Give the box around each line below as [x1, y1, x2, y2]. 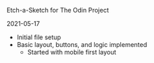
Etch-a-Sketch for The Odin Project [6, 6, 110, 14]
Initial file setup [16, 33, 61, 41]
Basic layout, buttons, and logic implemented [16, 41, 148, 48]
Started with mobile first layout [27, 48, 117, 56]
